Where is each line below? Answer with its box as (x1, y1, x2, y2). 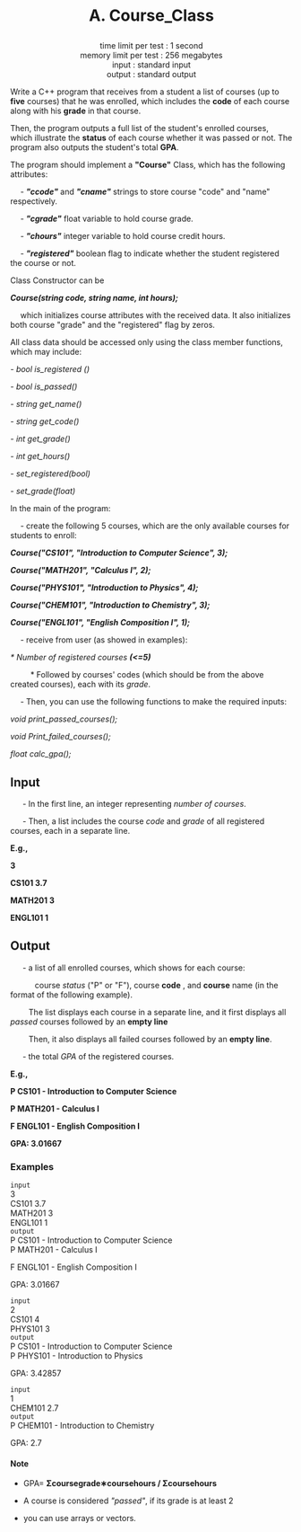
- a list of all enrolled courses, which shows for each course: (21, 962, 245, 973)
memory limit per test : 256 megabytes (80, 50, 223, 61)
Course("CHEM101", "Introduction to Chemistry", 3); (10, 599, 211, 611)
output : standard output (107, 69, 196, 80)
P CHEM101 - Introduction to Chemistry (10, 1421, 155, 1431)
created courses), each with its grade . (10, 679, 151, 690)
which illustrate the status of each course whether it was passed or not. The (10, 132, 293, 144)
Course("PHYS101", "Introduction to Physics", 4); (10, 582, 199, 593)
